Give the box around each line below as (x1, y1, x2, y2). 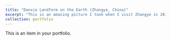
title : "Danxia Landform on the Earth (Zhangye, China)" (5, 7, 129, 12)
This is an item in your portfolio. (5, 30, 72, 36)
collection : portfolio (5, 16, 53, 21)
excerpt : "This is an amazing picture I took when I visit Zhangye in (5, 12, 158, 17)
